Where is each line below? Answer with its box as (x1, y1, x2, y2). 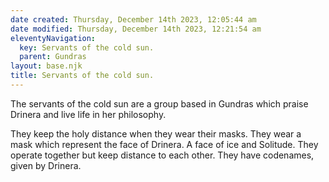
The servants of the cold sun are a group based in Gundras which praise (10, 97, 309, 110)
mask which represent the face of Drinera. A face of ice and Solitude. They (10, 138, 319, 150)
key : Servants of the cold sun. (19, 42, 155, 53)
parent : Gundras (19, 52, 87, 62)
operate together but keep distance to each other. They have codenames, (10, 149, 315, 161)
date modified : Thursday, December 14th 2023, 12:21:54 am (10, 24, 262, 34)
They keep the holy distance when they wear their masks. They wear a (10, 127, 302, 140)
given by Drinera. (10, 159, 82, 171)
